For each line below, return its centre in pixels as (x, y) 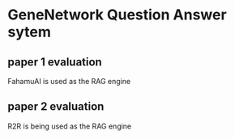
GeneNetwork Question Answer (117, 15)
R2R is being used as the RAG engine (70, 126)
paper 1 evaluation (55, 62)
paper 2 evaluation (56, 107)
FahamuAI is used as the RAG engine (69, 81)
